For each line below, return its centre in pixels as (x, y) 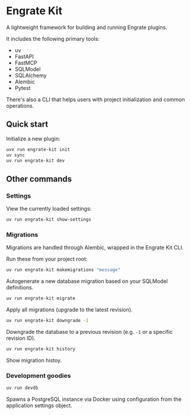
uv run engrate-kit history (41, 349)
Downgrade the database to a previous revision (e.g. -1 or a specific (90, 332)
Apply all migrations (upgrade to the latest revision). (69, 310)
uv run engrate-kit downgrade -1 (47, 320)
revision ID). (21, 338)
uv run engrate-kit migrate (41, 298)
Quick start (27, 125)
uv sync (16, 155)
